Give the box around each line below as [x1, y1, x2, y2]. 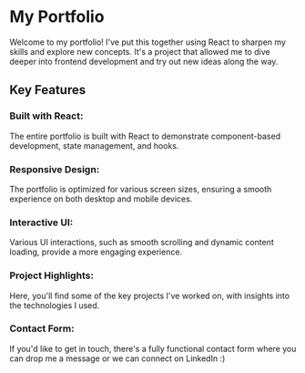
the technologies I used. [9, 299, 100, 311]
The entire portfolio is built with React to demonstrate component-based [9, 130, 280, 141]
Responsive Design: [9, 162, 100, 175]
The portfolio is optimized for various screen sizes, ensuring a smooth [9, 183, 272, 194]
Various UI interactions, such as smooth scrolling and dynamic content [9, 237, 275, 248]
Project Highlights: [9, 269, 94, 282]
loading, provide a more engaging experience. [9, 246, 183, 257]
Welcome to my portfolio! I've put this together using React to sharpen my [9, 36, 287, 47]
